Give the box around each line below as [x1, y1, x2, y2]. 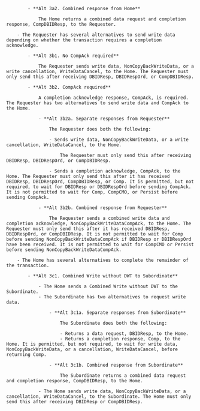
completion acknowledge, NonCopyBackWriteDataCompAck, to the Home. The [6, 220, 192, 226]
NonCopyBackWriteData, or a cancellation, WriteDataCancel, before [6, 346, 178, 352]
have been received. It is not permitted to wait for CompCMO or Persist [6, 241, 195, 247]
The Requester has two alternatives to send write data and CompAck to [6, 100, 189, 106]
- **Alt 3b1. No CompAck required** [28, 53, 119, 59]
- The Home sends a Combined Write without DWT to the [38, 283, 178, 289]
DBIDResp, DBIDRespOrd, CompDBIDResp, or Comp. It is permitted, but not [6, 179, 195, 185]
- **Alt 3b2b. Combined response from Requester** [38, 205, 168, 211]
